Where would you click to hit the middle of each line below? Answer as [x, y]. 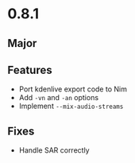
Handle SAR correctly [54, 150]
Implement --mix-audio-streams [71, 106]
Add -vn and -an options [59, 98]
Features [30, 70]
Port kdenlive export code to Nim [73, 89]
